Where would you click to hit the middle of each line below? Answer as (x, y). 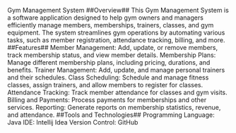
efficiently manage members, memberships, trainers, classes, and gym (111, 25)
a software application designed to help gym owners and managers (105, 18)
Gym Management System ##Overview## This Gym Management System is (118, 10)
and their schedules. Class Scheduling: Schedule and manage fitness (108, 77)
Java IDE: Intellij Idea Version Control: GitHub (73, 122)
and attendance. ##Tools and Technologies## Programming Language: (111, 115)
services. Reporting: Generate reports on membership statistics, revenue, (114, 107)
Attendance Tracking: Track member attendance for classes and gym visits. (117, 92)
